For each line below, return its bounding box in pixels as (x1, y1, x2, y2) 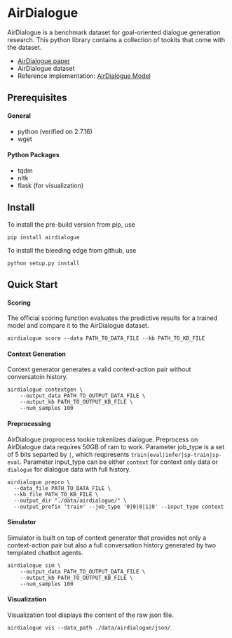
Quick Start (7, 279, 58, 291)
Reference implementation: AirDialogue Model (17, 72, 151, 80)
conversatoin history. (7, 373, 68, 381)
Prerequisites (7, 92, 67, 104)
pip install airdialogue (7, 234, 80, 241)
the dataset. (7, 43, 42, 51)
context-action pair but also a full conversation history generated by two (7, 540, 216, 549)
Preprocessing (7, 419, 51, 427)
